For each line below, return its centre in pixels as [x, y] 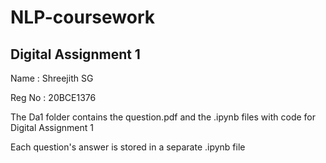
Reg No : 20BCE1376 [53, 97]
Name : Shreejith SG [52, 78]
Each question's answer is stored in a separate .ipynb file [128, 147]
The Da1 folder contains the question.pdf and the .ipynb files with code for [163, 117]
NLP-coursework [82, 17]
